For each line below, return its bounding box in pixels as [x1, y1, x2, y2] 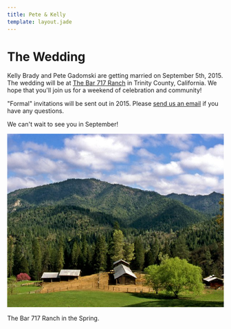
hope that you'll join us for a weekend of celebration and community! [7, 86, 202, 94]
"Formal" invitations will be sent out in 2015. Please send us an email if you [7, 100, 219, 108]
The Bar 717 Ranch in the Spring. [7, 314, 100, 323]
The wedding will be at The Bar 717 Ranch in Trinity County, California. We [7, 79, 217, 87]
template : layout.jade [7, 18, 72, 25]
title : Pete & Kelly [7, 11, 67, 18]
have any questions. [7, 107, 64, 115]
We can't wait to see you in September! [7, 120, 119, 129]
